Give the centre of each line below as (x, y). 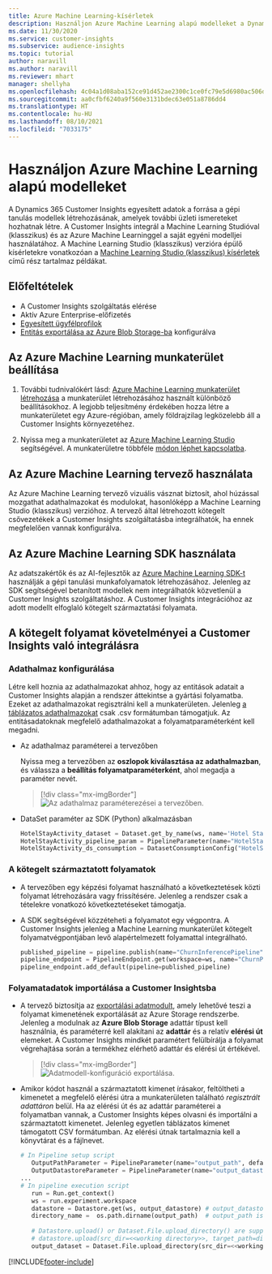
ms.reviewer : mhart (41, 76)
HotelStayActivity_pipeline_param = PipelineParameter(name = (125, 841)
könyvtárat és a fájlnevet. (62, 1141)
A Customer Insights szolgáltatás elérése (88, 306)
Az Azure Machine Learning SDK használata (122, 553)
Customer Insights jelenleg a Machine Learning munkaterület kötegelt (136, 929)
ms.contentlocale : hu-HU (50, 114)
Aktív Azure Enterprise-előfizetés (76, 314)
